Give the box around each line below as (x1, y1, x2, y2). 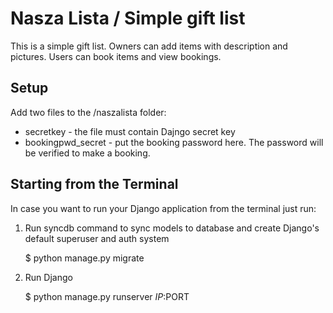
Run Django (24, 271, 73, 283)
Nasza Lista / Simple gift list (10, 7, 246, 30)
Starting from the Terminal (10, 176, 179, 193)
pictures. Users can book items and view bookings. (10, 50, 222, 62)
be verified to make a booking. (24, 147, 151, 159)
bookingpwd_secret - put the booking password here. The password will (24, 136, 324, 148)
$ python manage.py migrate (24, 252, 145, 264)
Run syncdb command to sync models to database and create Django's (24, 222, 320, 234)
